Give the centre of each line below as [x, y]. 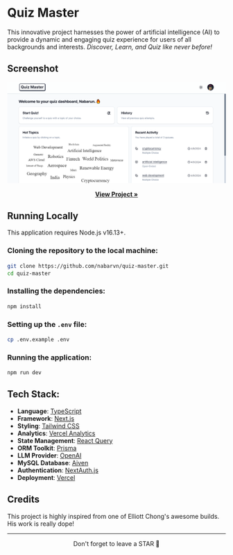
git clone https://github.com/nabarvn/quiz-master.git [88, 266]
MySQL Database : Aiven [53, 462]
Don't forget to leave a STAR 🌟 [116, 543]
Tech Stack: [34, 394]
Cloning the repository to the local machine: [83, 250]
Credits [24, 500]
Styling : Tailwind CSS [48, 426]
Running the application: [50, 357]
